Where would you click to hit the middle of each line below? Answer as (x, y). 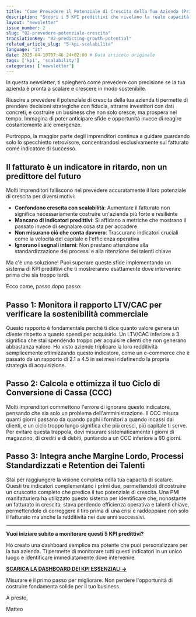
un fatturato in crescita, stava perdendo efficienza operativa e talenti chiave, (98, 504)
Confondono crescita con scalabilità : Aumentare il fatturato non (92, 208)
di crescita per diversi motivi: (41, 197)
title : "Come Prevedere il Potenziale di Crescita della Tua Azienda (92, 11)
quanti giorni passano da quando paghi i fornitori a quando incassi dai (90, 419)
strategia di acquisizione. (36, 365)
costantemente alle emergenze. (44, 125)
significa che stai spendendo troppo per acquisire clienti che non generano (96, 340)
